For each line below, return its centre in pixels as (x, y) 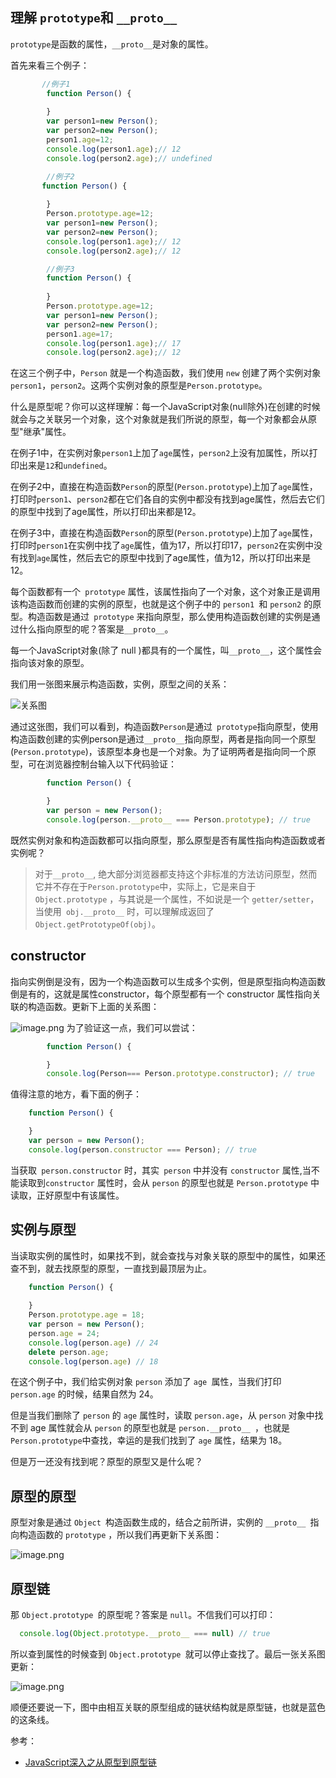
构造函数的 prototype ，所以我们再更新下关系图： (120, 1535)
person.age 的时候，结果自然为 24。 (84, 1394)
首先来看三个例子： (50, 65)
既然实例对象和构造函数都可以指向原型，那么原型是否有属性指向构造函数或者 (168, 840)
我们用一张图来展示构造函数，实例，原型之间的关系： (120, 684)
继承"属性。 (47, 432)
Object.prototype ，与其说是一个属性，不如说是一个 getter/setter (172, 899)
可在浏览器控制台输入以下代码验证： (102, 764)
